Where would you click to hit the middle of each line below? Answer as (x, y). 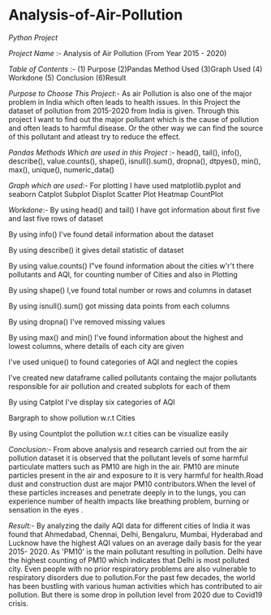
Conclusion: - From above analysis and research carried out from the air (128, 449)
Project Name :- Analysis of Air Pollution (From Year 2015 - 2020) (118, 53)
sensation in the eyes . (46, 509)
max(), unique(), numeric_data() (62, 169)
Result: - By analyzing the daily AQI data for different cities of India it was (129, 526)
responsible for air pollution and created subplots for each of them (119, 386)
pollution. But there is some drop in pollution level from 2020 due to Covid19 (135, 595)
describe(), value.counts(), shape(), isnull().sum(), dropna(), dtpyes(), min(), (135, 161)
